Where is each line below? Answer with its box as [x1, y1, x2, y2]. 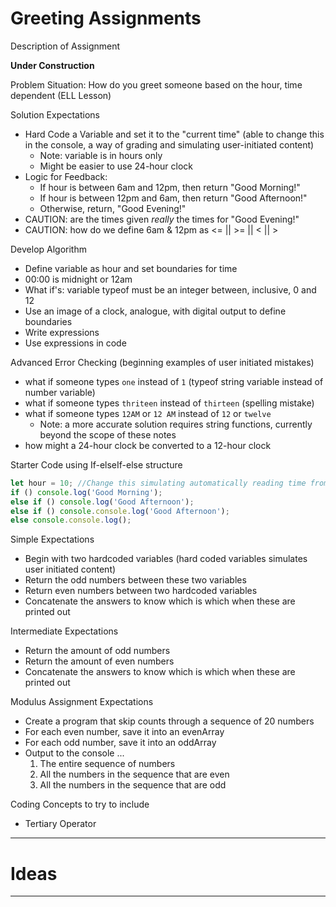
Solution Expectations [10, 108, 100, 121]
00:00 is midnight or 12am [24, 273, 133, 285]
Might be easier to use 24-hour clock [39, 160, 193, 172]
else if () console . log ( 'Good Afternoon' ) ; [10, 497, 195, 507]
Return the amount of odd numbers [24, 645, 171, 657]
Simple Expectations [10, 533, 95, 546]
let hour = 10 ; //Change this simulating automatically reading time [10, 478, 307, 488]
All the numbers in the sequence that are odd [39, 779, 227, 791]
